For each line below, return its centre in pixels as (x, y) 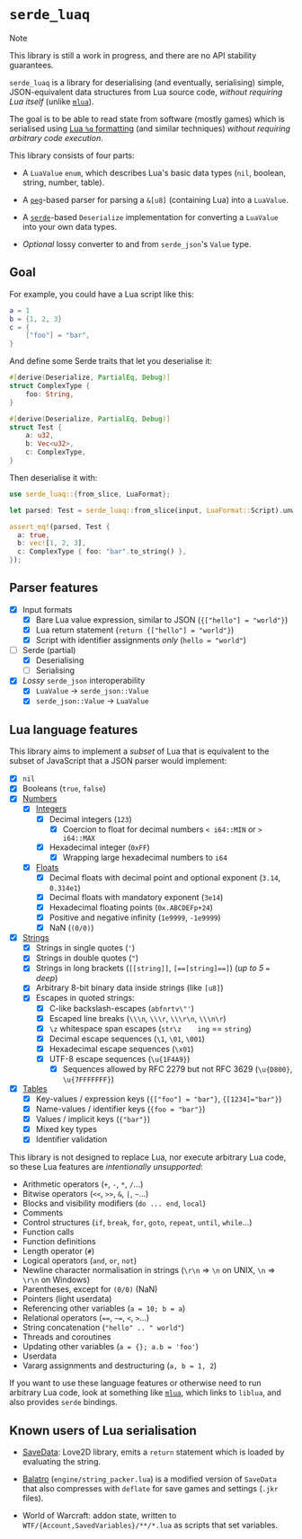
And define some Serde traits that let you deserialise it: (111, 361)
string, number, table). (63, 182)
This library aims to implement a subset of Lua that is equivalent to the (139, 751)
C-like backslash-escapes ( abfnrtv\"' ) (122, 1008)
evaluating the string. (62, 1462)
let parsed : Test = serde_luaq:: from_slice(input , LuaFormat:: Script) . (146, 510)
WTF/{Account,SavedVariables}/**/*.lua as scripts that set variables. (150, 1526)
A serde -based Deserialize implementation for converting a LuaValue (150, 217)
